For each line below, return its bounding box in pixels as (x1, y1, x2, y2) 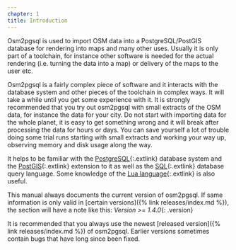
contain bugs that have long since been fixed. (7, 234, 140, 243)
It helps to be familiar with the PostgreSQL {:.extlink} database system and (7, 154, 223, 163)
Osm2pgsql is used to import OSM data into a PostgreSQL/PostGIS (7, 36, 202, 45)
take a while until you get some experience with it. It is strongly (7, 95, 191, 103)
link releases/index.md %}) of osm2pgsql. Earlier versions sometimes (7, 227, 210, 235)
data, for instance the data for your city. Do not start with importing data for (7, 110, 227, 119)
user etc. (7, 67, 33, 75)
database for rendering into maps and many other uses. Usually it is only (7, 44, 219, 52)
